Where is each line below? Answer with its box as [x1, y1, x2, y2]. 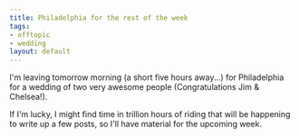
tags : [9, 22, 30, 31]
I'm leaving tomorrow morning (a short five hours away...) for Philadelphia [9, 72, 285, 83]
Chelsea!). [9, 92, 48, 103]
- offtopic [9, 30, 51, 39]
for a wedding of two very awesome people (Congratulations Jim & [9, 82, 260, 93]
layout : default [9, 47, 71, 56]
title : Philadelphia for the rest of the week [9, 13, 188, 23]
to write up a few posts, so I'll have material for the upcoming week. [9, 119, 263, 130]
